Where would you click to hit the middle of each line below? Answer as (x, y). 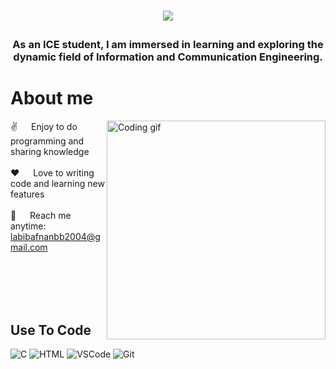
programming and (47, 141)
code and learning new (57, 184)
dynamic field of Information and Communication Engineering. (168, 57)
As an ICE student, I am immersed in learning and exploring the (168, 45)
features (27, 194)
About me (52, 98)
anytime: (28, 226)
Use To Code (51, 330)
